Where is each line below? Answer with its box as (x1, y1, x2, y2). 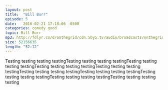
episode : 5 (5, 16, 28, 21)
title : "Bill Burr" (5, 12, 48, 17)
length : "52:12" (5, 44, 39, 49)
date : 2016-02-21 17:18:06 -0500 (5, 21, 79, 26)
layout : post (5, 7, 32, 12)
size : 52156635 (5, 40, 37, 45)
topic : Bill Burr (5, 30, 41, 35)
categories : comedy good (5, 26, 57, 31)
